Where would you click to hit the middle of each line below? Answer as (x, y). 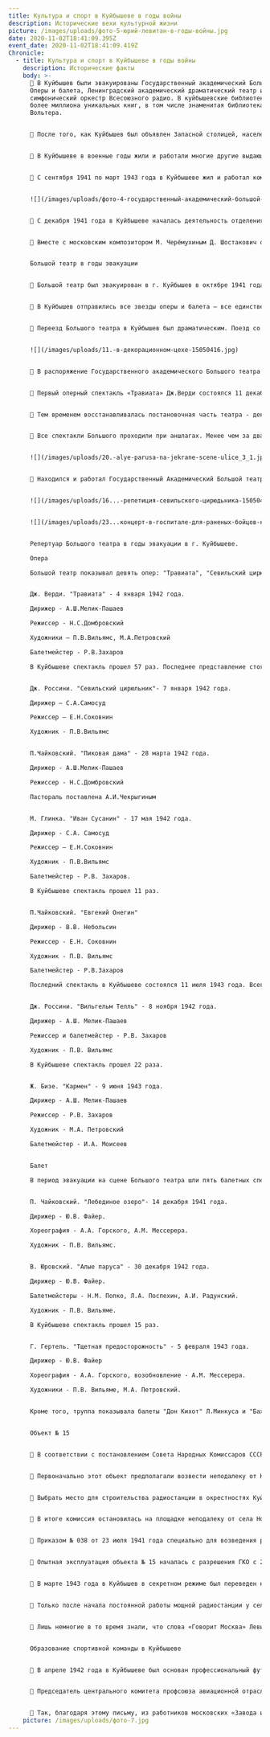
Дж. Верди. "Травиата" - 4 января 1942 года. (107, 594)
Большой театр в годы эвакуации (84, 264)
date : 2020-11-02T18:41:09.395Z (62, 38)
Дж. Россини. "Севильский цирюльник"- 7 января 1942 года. (130, 688)
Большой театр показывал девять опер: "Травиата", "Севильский (138, 573)
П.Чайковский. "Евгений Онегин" (84, 912)
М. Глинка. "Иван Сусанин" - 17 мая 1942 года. (111, 818)
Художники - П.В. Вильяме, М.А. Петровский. (105, 1390)
